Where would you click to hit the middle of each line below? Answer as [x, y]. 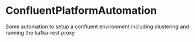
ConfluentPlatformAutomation [81, 11]
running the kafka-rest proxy [40, 32]
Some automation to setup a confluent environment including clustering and [97, 26]
